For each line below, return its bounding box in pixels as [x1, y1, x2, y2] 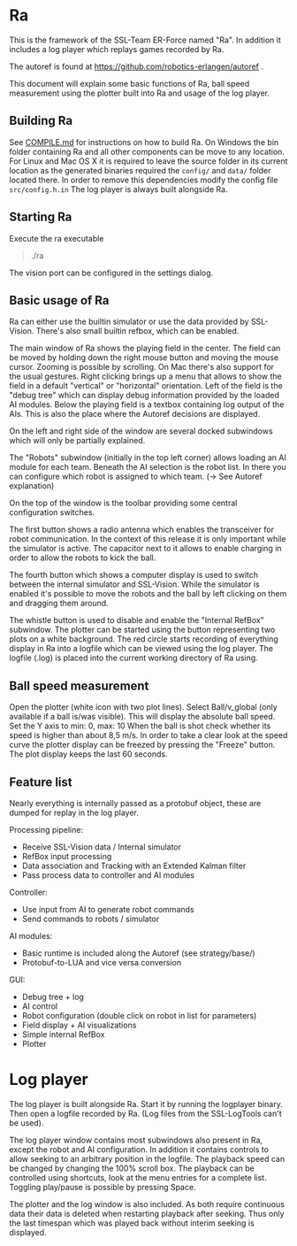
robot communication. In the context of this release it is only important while [9, 534, 286, 544]
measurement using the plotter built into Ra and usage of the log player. [9, 88, 270, 98]
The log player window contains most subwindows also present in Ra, [9, 1134, 263, 1145]
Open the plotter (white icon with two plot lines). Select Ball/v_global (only [9, 702, 278, 712]
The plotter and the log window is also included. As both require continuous [9, 1198, 286, 1209]
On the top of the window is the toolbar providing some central [9, 497, 238, 509]
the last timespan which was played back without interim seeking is [9, 1218, 255, 1228]
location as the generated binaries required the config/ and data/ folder [9, 165, 271, 175]
